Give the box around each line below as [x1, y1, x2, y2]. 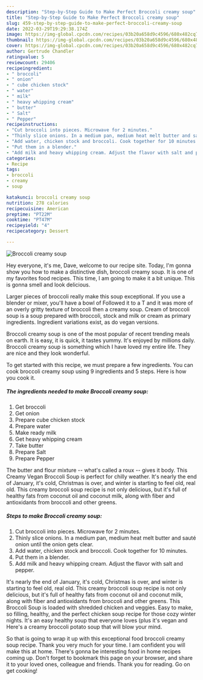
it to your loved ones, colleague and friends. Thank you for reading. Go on [6, 661, 190, 668]
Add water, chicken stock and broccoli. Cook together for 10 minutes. [14, 547, 188, 554]
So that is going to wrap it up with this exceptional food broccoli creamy [6, 635, 185, 642]
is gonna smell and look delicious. [6, 281, 91, 288]
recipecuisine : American [6, 205, 69, 212]
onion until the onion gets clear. [14, 540, 94, 548]
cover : [6, 43, 23, 49]
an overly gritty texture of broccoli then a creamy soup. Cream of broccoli [6, 305, 190, 312]
